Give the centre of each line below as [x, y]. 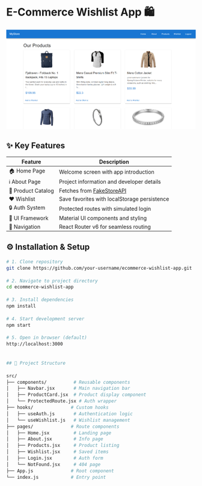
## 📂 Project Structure [36, 363]
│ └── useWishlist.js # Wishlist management [68, 420]
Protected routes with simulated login [105, 208]
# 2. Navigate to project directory [52, 281]
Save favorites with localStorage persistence [114, 199]
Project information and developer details [110, 182]
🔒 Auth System [27, 208]
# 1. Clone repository [35, 262]
